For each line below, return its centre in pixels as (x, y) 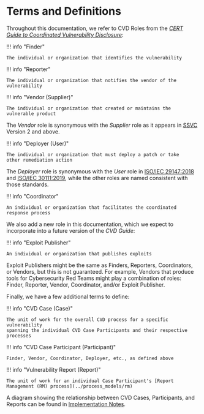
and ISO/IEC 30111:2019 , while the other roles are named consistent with (97, 178)
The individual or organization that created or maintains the (89, 108)
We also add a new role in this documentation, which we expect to (90, 224)
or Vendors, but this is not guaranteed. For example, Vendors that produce (100, 271)
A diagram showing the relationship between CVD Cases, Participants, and (100, 397)
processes (19, 336)
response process (28, 213)
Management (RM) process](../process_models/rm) (70, 386)
